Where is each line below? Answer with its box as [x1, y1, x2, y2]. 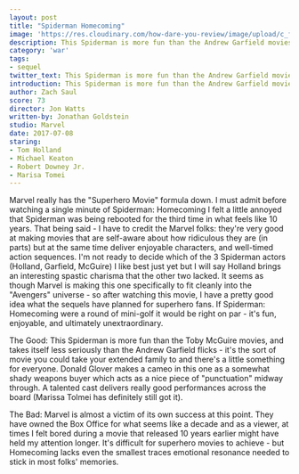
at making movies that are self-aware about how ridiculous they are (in [9, 233, 269, 243]
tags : [9, 54, 29, 63]
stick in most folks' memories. [9, 456, 119, 468]
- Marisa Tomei [9, 170, 66, 179]
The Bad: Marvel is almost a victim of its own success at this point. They [9, 409, 274, 420]
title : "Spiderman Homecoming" [9, 21, 125, 30]
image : [9, 29, 34, 38]
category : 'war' [9, 46, 69, 55]
